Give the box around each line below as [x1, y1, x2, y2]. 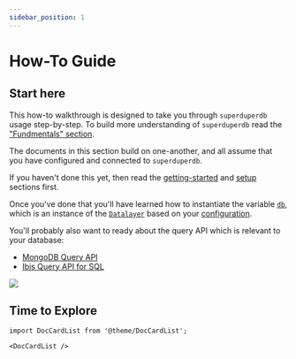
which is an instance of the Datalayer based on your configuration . [9, 208, 253, 218]
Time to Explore [9, 303, 97, 318]
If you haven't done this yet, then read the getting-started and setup [9, 172, 257, 182]
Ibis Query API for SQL [21, 261, 104, 271]
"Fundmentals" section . [9, 128, 95, 139]
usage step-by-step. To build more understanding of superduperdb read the [9, 118, 283, 129]
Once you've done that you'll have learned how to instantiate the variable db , [9, 198, 288, 209]
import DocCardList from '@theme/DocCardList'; [9, 326, 188, 336]
